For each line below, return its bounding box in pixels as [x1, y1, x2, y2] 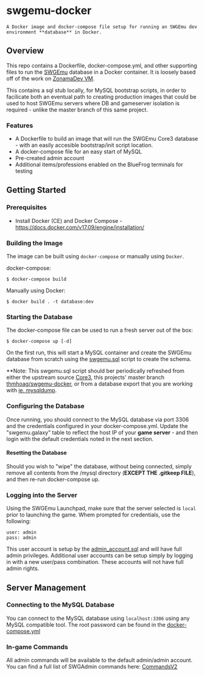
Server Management [6, 582, 86, 593]
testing [15, 167, 33, 175]
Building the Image [6, 239, 63, 247]
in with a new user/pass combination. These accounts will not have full [6, 558, 184, 566]
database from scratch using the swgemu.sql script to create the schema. [6, 356, 192, 363]
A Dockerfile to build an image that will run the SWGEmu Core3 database [15, 135, 199, 143]
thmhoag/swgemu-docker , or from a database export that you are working [6, 380, 193, 387]
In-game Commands [6, 643, 68, 651]
